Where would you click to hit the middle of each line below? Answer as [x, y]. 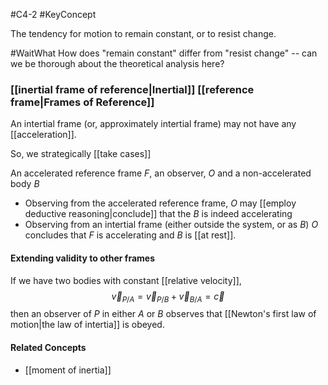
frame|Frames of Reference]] [82, 102]
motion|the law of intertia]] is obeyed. [87, 325]
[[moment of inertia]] [68, 370]
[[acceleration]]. [43, 135]
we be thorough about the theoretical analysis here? [117, 63]
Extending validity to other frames [83, 258]
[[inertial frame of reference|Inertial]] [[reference [132, 89]
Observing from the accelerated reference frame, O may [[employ [160, 203]
